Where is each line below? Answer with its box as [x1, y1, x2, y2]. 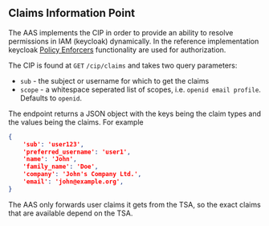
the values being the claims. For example [8, 117, 144, 127]
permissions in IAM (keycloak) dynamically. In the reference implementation [8, 36, 259, 46]
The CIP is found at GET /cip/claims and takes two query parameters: [8, 60, 238, 70]
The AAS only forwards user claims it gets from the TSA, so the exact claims [8, 199, 261, 209]
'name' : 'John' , [22, 155, 78, 163]
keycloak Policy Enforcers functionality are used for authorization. [8, 44, 226, 55]
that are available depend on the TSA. [8, 208, 133, 218]
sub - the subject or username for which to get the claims [19, 76, 210, 85]
